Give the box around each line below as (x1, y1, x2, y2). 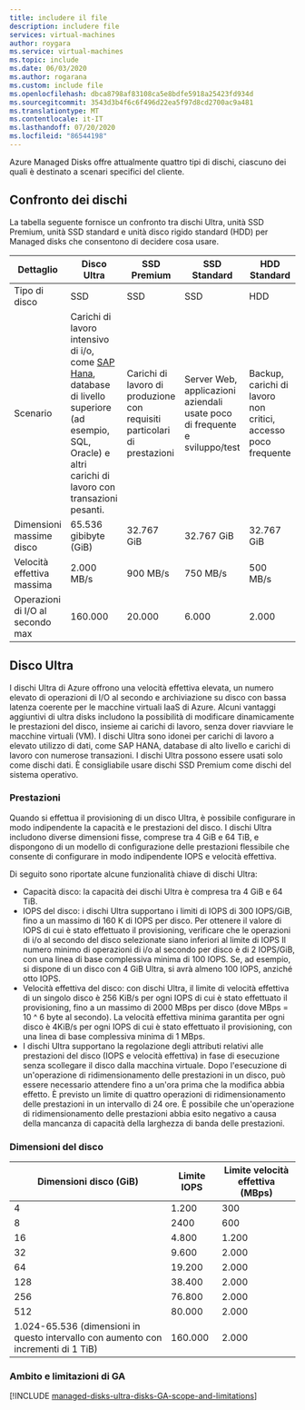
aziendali (184, 395, 223, 408)
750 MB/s (184, 567, 228, 580)
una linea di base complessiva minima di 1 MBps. (22, 1030, 206, 1041)
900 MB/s (126, 567, 170, 580)
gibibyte (70, 529, 106, 541)
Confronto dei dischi (9, 193, 128, 208)
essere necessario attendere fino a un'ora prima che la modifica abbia (22, 1078, 285, 1090)
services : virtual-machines (9, 30, 116, 39)
